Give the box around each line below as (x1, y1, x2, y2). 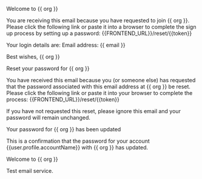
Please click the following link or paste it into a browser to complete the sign (6, 24, 197, 30)
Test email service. (6, 168, 53, 174)
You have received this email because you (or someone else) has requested (6, 77, 196, 83)
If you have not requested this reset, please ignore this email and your (6, 108, 181, 114)
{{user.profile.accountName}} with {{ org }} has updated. (6, 144, 149, 151)
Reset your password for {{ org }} (6, 65, 90, 72)
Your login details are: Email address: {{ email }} (6, 42, 126, 48)
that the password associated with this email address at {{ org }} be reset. (6, 83, 191, 90)
